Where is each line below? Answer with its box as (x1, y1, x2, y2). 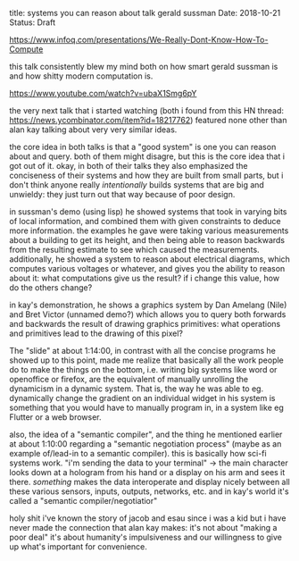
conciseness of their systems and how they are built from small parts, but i (9, 170, 284, 180)
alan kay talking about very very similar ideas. (9, 124, 178, 135)
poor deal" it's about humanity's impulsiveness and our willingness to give (9, 532, 283, 542)
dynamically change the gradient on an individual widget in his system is (9, 393, 276, 403)
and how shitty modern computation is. (9, 71, 154, 81)
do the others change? (9, 282, 93, 293)
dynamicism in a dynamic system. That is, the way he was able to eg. (9, 383, 264, 394)
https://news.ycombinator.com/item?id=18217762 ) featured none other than (9, 115, 287, 125)
